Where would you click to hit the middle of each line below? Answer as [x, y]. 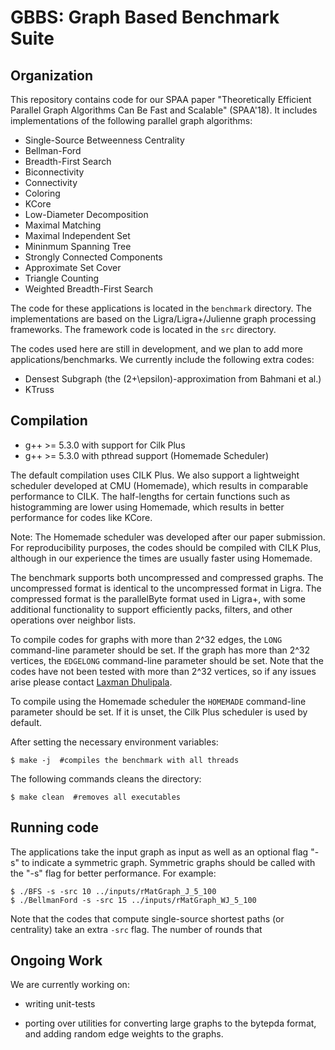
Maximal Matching [63, 225]
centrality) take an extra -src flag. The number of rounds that [136, 929]
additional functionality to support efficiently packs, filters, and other [151, 609]
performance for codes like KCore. [81, 517]
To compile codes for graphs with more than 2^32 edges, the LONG [146, 639]
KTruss [39, 389]
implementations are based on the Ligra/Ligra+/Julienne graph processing [163, 319]
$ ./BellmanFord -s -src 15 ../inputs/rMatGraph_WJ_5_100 [133, 900]
